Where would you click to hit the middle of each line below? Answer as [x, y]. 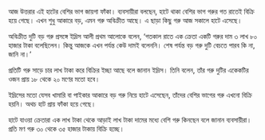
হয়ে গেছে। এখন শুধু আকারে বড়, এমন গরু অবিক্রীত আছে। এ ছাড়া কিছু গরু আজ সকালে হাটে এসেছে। [125, 20]
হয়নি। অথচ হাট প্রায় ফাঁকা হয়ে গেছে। [52, 104]
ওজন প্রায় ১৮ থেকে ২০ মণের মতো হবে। [54, 79]
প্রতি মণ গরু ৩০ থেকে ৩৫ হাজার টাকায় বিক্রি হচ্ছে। [67, 129]
